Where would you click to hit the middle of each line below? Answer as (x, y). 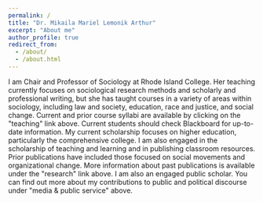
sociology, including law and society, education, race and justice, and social (131, 106)
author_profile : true (44, 37)
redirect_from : (33, 45)
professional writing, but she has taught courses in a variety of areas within (130, 98)
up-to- (243, 124)
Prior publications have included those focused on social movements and (127, 157)
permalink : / (29, 15)
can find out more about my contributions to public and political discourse (128, 182)
